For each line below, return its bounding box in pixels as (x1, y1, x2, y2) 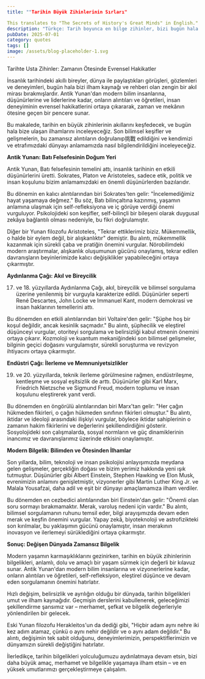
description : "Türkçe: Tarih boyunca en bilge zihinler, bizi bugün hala (7, 26, 199, 32)
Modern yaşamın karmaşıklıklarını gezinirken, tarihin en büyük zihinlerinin (7, 552, 192, 559)
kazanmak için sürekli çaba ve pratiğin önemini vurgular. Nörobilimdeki (7, 240, 185, 248)
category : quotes (7, 37, 51, 43)
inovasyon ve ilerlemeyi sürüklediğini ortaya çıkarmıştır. (7, 528, 146, 536)
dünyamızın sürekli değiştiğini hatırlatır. (7, 641, 105, 648)
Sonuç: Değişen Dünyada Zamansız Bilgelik (7, 541, 120, 548)
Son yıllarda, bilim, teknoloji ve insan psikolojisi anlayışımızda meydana (7, 458, 184, 465)
